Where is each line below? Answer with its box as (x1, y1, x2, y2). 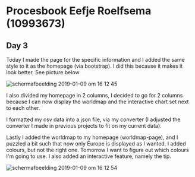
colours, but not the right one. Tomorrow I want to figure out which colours (6, 147, 189, 153)
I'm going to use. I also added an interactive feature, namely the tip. (6, 153, 171, 160)
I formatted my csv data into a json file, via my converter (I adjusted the (6, 116, 181, 123)
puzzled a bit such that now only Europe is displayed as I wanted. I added (6, 140, 186, 147)
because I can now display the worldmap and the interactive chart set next (6, 98, 189, 105)
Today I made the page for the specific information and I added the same (6, 56, 185, 63)
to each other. (6, 105, 40, 111)
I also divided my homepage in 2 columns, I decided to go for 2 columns (6, 92, 183, 99)
